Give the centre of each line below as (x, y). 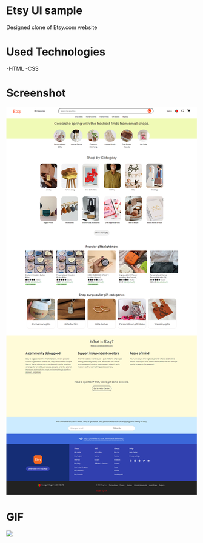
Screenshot (36, 93)
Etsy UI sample (45, 11)
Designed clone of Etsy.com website (52, 27)
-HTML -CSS (23, 68)
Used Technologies (56, 52)
